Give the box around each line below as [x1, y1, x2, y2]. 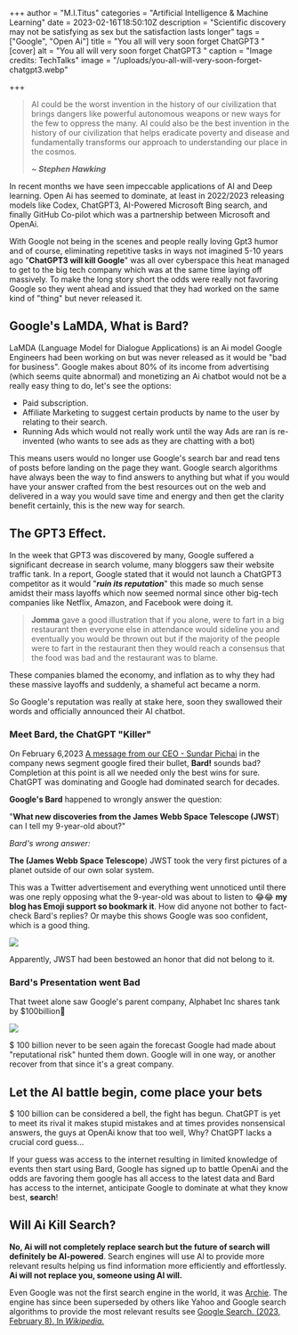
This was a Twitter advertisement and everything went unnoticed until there [9, 882, 286, 893]
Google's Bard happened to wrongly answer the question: [9, 794, 222, 804]
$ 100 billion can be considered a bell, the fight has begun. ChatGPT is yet [9, 1108, 281, 1119]
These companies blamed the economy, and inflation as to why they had [9, 669, 276, 680]
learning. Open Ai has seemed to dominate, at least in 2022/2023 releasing [9, 191, 285, 201]
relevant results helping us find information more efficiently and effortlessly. [9, 1260, 287, 1271]
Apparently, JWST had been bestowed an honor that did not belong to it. [9, 953, 276, 964]
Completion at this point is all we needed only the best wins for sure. [9, 767, 261, 778]
